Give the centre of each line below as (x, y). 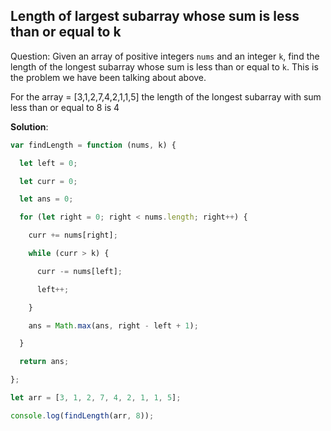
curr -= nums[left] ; (79, 271)
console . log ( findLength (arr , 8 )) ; (82, 415)
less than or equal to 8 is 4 (65, 107)
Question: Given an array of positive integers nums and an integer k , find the (165, 56)
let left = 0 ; (48, 163)
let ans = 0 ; (46, 199)
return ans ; (44, 362)
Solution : (29, 126)
